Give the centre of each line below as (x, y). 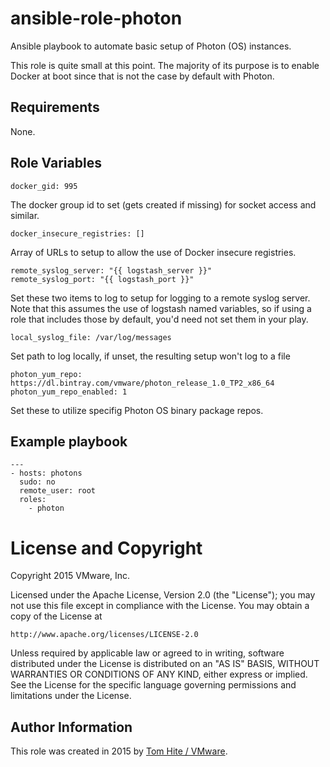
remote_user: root (58, 491)
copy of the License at (56, 616)
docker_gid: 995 (44, 186)
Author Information (71, 727)
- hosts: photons (46, 473)
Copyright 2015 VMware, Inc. (70, 576)
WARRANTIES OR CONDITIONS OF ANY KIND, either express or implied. (159, 674)
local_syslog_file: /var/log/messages (91, 337)
